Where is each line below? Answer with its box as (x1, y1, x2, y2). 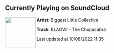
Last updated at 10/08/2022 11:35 (36, 36, 104, 42)
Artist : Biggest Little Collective (36, 17, 99, 23)
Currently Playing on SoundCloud (5, 4, 110, 12)
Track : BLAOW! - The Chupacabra (36, 26, 106, 32)
